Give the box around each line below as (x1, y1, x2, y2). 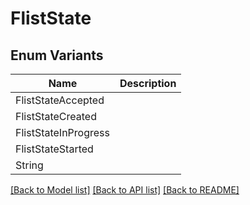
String (15, 158, 44, 172)
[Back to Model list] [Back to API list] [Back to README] (10, 184, 240, 196)
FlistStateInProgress (15, 126, 110, 139)
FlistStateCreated (15, 110, 97, 123)
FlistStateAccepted (15, 93, 105, 107)
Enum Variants (10, 47, 104, 64)
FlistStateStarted (15, 142, 94, 156)
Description (119, 77, 177, 90)
